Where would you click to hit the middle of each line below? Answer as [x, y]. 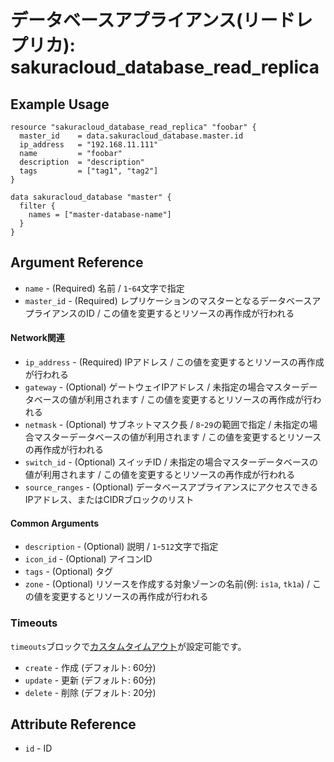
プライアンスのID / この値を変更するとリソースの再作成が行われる [159, 313]
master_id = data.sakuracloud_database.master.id [131, 136]
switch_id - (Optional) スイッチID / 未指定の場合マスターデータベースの [171, 462]
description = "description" [82, 162]
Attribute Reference [73, 724]
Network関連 [37, 338]
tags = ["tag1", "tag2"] [89, 171]
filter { [37, 206]
